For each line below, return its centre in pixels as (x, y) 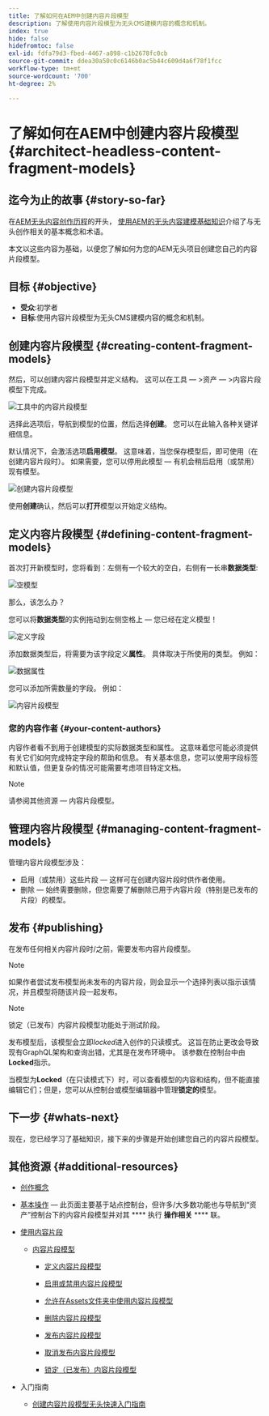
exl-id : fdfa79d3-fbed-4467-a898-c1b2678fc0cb (88, 53)
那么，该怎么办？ (37, 602)
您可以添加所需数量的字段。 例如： (66, 688)
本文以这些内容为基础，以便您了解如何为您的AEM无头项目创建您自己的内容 (133, 249)
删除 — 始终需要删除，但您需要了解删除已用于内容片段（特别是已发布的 (139, 890)
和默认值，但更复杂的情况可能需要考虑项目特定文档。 (97, 768)
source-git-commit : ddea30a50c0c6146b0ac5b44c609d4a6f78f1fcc (115, 62)
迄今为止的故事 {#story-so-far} (87, 200)
